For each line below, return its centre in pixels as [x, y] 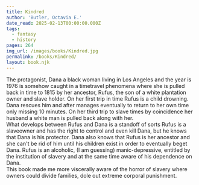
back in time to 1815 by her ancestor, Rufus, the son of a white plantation [96, 92]
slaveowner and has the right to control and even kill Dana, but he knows [96, 131]
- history [24, 40]
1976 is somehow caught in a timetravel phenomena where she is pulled [96, 86]
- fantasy [24, 34]
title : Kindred [25, 12]
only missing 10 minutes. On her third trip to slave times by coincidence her [99, 111]
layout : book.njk [28, 62]
